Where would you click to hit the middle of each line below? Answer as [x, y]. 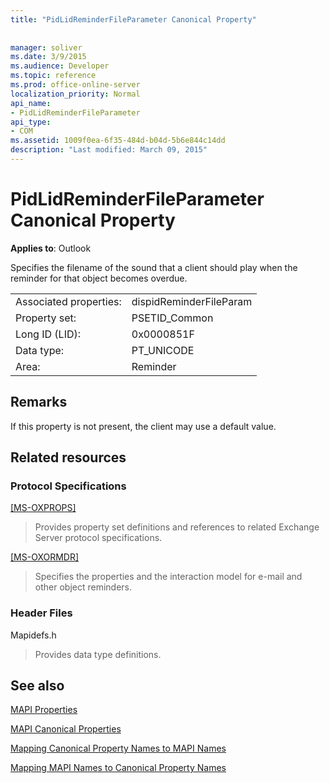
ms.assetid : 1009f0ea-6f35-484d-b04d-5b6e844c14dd [118, 141]
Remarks [39, 402]
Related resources [68, 457]
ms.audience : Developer [60, 66]
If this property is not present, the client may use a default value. [143, 426]
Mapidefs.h [33, 635]
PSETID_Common [172, 318]
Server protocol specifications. [98, 538]
